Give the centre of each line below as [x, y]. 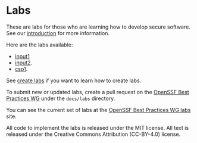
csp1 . [21, 69]
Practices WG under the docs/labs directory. [61, 98]
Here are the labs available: [40, 45]
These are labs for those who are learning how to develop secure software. [98, 27]
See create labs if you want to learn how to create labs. [74, 80]
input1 [22, 56]
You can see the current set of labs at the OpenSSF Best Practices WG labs [98, 110]
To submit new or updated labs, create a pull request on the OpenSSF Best [98, 92]
